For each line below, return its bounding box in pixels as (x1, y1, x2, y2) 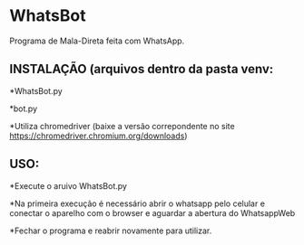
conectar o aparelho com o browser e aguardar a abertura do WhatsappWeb (9, 207, 296, 218)
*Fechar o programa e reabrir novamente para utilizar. (9, 225, 212, 236)
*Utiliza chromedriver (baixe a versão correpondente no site (9, 120, 235, 131)
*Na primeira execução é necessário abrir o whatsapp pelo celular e (9, 198, 266, 209)
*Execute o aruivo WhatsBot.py (9, 180, 127, 191)
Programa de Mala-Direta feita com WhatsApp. (9, 35, 185, 46)
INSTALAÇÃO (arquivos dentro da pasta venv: (9, 61, 274, 77)
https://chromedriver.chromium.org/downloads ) (9, 130, 188, 141)
